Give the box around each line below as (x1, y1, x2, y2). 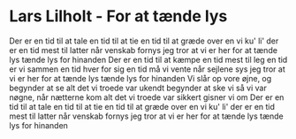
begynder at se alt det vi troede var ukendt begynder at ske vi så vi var (9, 82, 267, 93)
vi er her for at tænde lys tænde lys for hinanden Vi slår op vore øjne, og (9, 73, 272, 83)
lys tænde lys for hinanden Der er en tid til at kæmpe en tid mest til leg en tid (9, 54, 288, 65)
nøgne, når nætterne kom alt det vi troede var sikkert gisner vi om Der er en (9, 91, 285, 103)
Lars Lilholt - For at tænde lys (9, 6, 228, 27)
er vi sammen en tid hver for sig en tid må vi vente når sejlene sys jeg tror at (9, 64, 285, 74)
